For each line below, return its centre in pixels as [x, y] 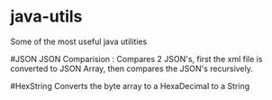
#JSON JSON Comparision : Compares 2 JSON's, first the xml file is [136, 59]
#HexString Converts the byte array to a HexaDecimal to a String [130, 86]
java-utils [46, 17]
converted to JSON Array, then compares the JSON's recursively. [131, 68]
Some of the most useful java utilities [79, 41]
